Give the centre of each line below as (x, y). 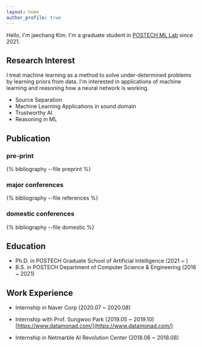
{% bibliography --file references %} (52, 198)
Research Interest (41, 61)
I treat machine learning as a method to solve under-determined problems (99, 75)
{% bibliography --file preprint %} (49, 169)
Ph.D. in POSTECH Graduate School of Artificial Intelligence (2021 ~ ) (102, 261)
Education (26, 246)
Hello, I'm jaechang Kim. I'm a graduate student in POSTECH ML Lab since (100, 35)
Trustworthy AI (34, 113)
